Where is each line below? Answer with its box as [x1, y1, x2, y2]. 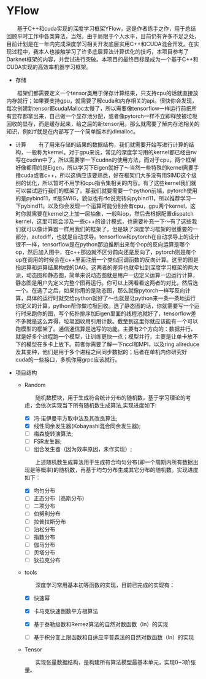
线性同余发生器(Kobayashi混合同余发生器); [33, 422, 141, 430]
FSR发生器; [33, 438, 62, 445]
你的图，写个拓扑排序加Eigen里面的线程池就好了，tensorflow [36, 310, 191, 317]
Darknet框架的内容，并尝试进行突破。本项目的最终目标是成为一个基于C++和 [6, 55, 199, 63]
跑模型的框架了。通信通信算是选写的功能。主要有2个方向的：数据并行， [15, 325, 196, 332]
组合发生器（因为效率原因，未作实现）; [33, 445, 132, 453]
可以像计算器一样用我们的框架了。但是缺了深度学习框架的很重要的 [26, 225, 193, 232]
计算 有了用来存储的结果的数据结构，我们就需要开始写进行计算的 [15, 141, 189, 148]
